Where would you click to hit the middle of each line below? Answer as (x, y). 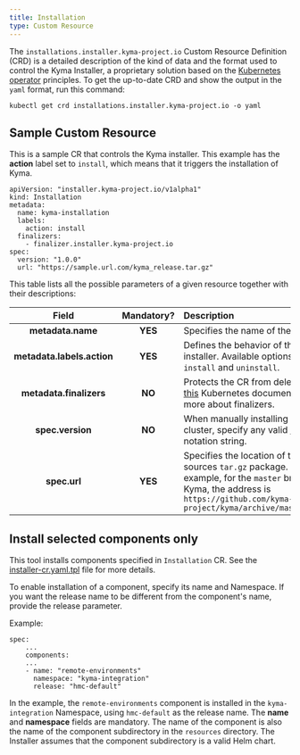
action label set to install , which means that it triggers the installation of (144, 164)
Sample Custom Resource (83, 133)
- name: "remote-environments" (83, 671)
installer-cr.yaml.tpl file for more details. (83, 570)
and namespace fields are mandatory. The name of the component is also (146, 722)
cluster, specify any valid (236, 430)
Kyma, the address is (227, 489)
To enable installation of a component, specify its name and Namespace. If (147, 587)
